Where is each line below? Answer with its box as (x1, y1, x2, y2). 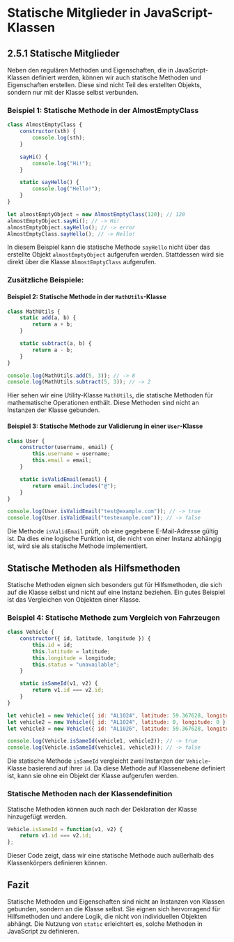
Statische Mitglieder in (7, 5, 141, 21)
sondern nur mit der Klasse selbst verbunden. (7, 89, 139, 96)
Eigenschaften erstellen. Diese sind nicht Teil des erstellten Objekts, (7, 81, 202, 89)
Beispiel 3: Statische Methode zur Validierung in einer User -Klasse (7, 422, 203, 430)
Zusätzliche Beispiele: (7, 275, 84, 285)
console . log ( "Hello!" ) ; (32, 185, 101, 192)
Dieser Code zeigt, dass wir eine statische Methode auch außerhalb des (7, 851, 214, 860)
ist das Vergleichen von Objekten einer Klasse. (7, 595, 141, 604)
